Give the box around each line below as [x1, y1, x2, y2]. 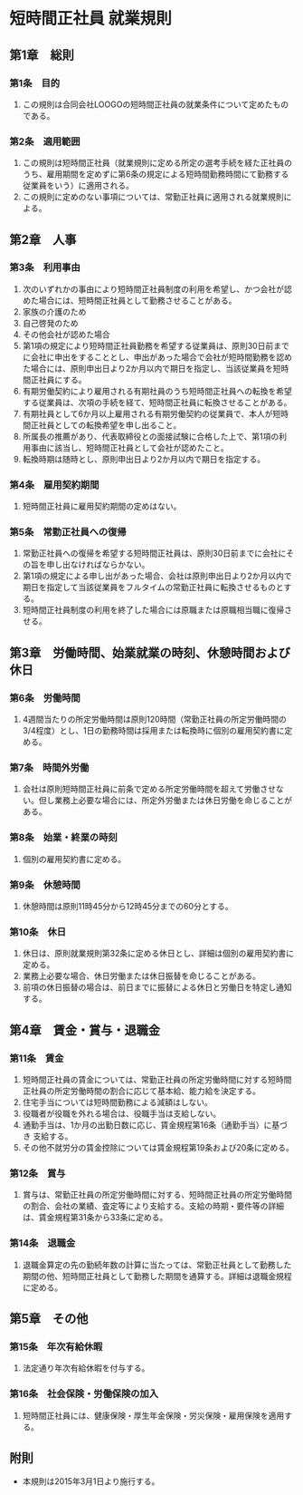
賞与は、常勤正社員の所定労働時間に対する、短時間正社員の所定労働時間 [22, 1189, 292, 1200]
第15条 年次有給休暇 [9, 1340, 103, 1353]
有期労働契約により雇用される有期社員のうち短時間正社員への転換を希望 [22, 385, 292, 396]
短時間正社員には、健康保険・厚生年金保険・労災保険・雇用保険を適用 [22, 1410, 285, 1421]
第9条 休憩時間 [9, 879, 81, 891]
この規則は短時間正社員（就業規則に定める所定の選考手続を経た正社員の [22, 158, 292, 169]
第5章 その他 [9, 1311, 89, 1326]
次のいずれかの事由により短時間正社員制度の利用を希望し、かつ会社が [22, 283, 285, 295]
